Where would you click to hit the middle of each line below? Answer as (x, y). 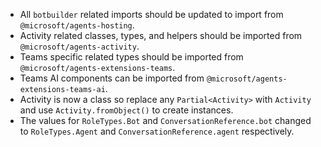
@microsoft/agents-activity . (79, 46)
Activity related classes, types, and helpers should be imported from (161, 35)
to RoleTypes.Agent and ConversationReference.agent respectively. (157, 131)
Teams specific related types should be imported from (131, 57)
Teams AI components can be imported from (112, 78)
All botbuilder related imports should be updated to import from (151, 14)
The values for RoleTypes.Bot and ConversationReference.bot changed (165, 120)
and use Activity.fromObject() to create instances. (126, 110)
